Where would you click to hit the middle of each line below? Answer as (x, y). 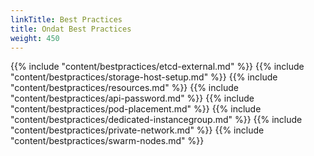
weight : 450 (35, 38)
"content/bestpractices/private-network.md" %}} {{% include (137, 130)
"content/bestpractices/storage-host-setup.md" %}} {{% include (144, 77)
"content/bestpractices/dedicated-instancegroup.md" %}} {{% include (156, 120)
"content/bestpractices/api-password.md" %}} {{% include (132, 98)
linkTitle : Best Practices (66, 19)
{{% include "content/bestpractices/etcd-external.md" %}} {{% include (157, 67)
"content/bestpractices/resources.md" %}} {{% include (124, 88)
